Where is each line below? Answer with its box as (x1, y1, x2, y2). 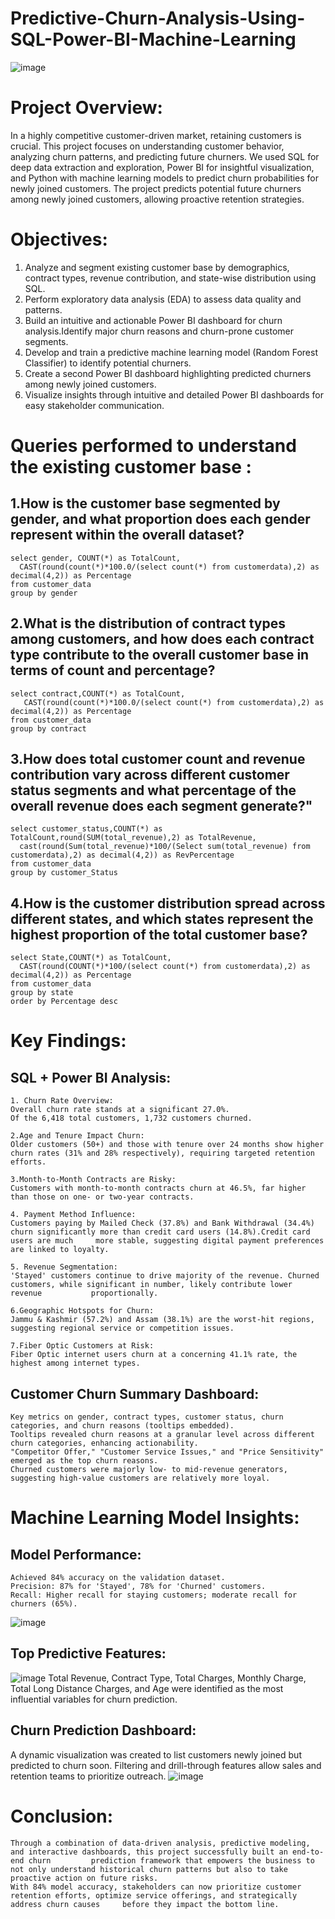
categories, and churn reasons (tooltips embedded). (10, 1421, 235, 1431)
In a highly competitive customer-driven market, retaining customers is (10, 129, 302, 141)
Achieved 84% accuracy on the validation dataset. (10, 1573, 226, 1583)
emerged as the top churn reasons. (10, 1456, 159, 1466)
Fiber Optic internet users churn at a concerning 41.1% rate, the (10, 1350, 298, 1360)
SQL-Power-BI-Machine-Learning (10, 28, 297, 51)
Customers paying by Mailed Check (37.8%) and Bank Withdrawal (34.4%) (10, 1218, 315, 1229)
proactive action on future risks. (10, 1873, 159, 1883)
